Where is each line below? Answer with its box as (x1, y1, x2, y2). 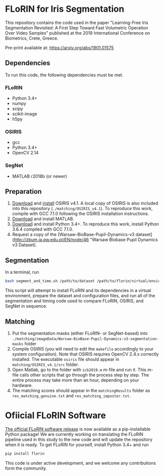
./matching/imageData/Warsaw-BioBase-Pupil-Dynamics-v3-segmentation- (12, 336, 159, 341)
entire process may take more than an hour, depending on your (12, 377, 139, 383)
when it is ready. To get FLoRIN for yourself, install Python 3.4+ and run (5, 442, 149, 448)
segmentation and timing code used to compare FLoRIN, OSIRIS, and (5, 298, 144, 304)
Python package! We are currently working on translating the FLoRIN (5, 431, 143, 437)
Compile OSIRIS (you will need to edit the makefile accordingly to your (12, 346, 154, 352)
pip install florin (5, 451, 45, 456)
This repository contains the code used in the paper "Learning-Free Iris (5, 20, 148, 25)
